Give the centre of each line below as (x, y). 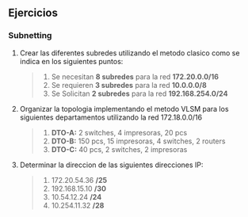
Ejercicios (33, 13)
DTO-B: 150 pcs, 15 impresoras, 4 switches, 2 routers (138, 141)
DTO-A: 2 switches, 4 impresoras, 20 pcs (119, 132)
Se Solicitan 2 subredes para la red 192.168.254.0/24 (139, 93)
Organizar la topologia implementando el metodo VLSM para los (124, 108)
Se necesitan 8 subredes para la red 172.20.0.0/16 (135, 76)
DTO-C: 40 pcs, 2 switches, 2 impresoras (119, 149)
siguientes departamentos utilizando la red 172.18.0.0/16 (111, 117)
